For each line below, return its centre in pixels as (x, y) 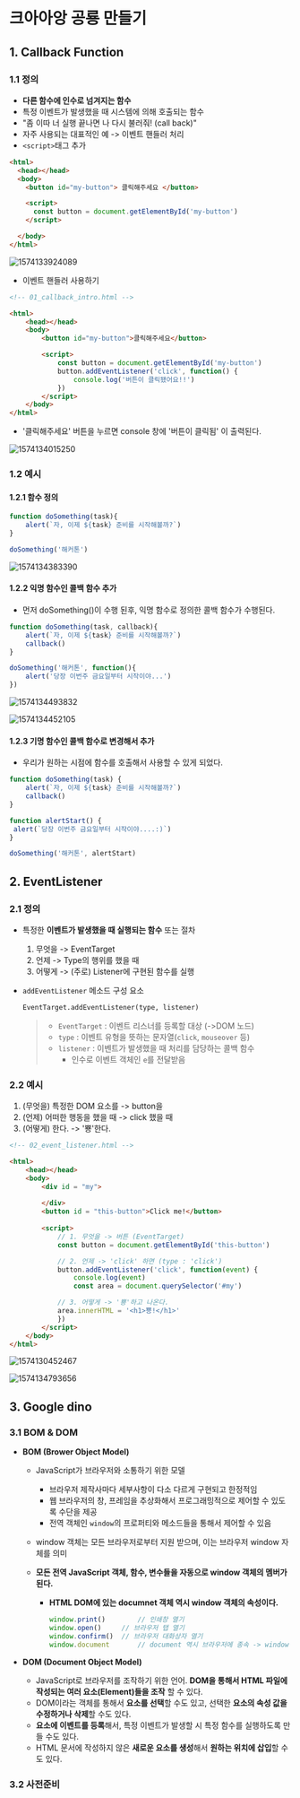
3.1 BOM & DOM (44, 1432)
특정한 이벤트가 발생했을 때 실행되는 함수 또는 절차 (109, 930)
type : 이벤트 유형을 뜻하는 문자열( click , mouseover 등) (154, 1037)
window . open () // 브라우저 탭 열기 (117, 1628)
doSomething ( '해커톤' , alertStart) (73, 854)
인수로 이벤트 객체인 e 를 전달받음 (129, 1059)
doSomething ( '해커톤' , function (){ (73, 668)
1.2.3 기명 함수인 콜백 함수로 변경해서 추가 (82, 741)
